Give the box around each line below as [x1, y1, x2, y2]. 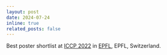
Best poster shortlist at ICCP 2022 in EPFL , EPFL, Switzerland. [6, 42, 162, 50]
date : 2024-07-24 [6, 15, 50, 21]
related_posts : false [6, 25, 61, 32]
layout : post [6, 8, 39, 15]
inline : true [6, 20, 39, 26]
